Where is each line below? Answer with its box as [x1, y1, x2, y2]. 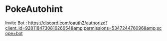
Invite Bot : [5, 20, 27, 26]
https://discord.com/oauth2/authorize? [28, 20, 108, 26]
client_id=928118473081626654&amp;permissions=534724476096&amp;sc [5, 25, 162, 31]
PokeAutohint [5, 3, 63, 15]
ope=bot [5, 30, 23, 36]
